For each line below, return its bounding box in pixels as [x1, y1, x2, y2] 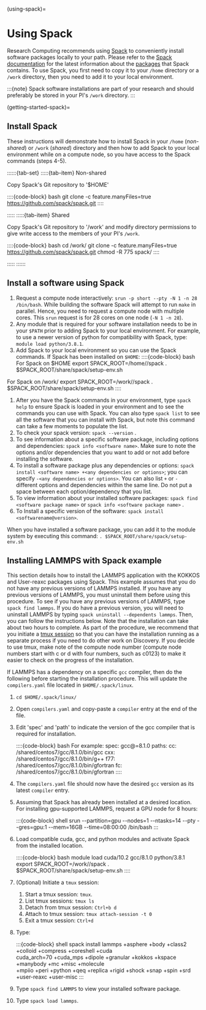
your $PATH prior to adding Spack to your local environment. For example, [15, 327, 201, 334]
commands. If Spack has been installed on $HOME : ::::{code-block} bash [15, 353, 196, 360]
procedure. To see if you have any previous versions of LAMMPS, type [7, 598, 186, 605]
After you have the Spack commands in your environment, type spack [15, 396, 191, 404]
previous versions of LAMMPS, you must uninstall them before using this [7, 591, 191, 598]
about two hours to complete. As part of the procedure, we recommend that [7, 624, 199, 632]
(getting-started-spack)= [7, 103, 71, 111]
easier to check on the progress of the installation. [7, 657, 134, 664]
